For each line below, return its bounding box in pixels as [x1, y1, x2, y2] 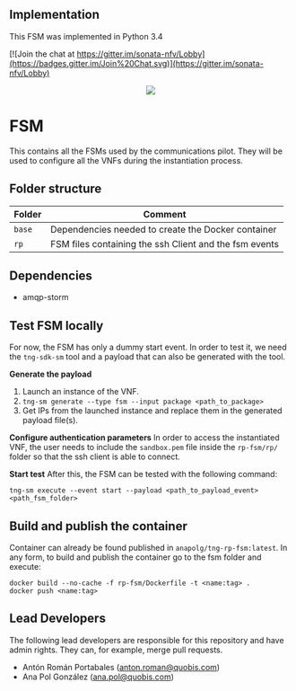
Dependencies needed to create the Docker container [50, 223, 277, 235]
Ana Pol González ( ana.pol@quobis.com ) [22, 671, 175, 682]
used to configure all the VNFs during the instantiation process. [9, 155, 244, 165]
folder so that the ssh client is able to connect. [9, 451, 181, 462]
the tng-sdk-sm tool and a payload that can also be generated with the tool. [9, 351, 285, 362]
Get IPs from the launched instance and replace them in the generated [22, 405, 283, 416]
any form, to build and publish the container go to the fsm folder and [9, 552, 262, 563]
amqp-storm [22, 292, 69, 303]
